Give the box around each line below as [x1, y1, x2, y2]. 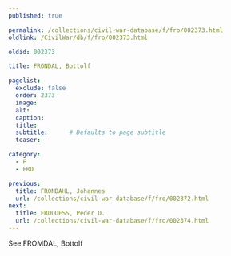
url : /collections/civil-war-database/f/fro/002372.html [15, 195, 209, 203]
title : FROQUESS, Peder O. [15, 209, 106, 218]
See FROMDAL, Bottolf [8, 238, 83, 248]
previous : [8, 179, 42, 187]
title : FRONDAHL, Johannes [15, 187, 106, 195]
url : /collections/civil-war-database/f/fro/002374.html [15, 217, 209, 225]
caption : [15, 113, 45, 122]
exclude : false [15, 85, 66, 93]
